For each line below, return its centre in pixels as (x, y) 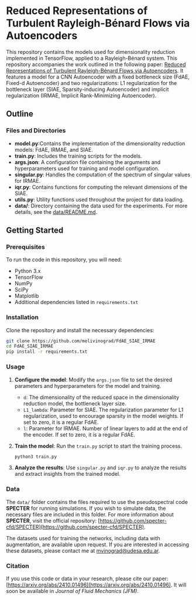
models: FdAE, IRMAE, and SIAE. (54, 149)
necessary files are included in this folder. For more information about (90, 514)
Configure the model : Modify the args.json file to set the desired (93, 380)
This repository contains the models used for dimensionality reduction (91, 52)
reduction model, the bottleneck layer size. (75, 403)
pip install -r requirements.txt (47, 352)
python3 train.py (36, 456)
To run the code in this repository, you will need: (64, 260)
